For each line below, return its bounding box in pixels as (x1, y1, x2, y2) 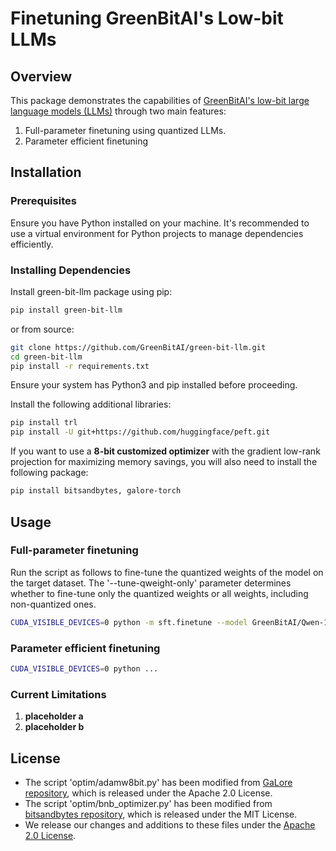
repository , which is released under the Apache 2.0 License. (24, 787, 273, 799)
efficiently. (10, 238, 54, 250)
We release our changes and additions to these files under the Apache (24, 818, 316, 831)
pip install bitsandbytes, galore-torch (10, 486, 182, 496)
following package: (10, 467, 89, 479)
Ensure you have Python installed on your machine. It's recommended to (10, 217, 310, 229)
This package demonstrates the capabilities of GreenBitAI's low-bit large (10, 95, 310, 106)
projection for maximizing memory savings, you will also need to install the (10, 456, 318, 468)
